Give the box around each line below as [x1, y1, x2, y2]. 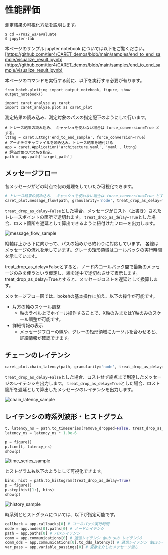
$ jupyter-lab [5, 36, 35, 41]
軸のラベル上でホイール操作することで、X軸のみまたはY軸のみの [19, 310, 153, 316]
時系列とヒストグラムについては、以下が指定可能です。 [5, 511, 118, 517]
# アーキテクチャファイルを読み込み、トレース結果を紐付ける [5, 140, 113, 145]
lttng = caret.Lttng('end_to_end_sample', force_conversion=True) [5, 135, 146, 140]
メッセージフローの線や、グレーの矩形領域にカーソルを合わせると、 [19, 328, 160, 335]
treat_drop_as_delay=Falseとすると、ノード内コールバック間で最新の [5, 263, 147, 270]
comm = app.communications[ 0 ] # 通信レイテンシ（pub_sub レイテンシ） [5, 535, 145, 540]
